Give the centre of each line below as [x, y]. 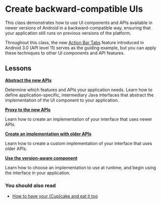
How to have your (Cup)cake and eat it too [55, 196]
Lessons [18, 68]
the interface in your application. [38, 173]
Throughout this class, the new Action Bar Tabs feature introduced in [75, 42]
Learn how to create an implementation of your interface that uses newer [79, 119]
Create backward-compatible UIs [74, 9]
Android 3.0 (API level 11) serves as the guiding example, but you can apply [81, 48]
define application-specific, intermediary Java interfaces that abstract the [80, 95]
